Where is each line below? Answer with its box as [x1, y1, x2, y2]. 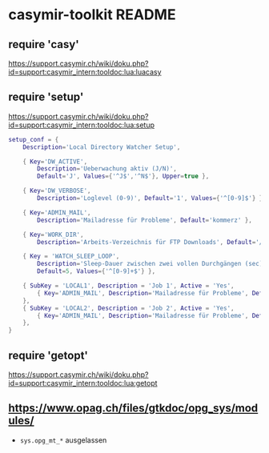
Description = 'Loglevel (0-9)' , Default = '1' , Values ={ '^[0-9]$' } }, [37, 194, 267, 202]
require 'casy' [8, 38, 80, 51]
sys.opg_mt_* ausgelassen [19, 435, 107, 445]
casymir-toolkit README [8, 6, 176, 24]
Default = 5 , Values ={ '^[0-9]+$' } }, [37, 267, 156, 275]
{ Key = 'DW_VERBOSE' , [22, 186, 91, 195]
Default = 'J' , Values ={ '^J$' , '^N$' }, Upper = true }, [37, 172, 210, 181]
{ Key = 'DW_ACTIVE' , [22, 158, 88, 166]
